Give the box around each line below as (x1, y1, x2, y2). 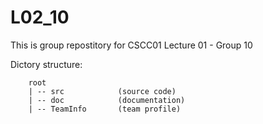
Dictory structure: (10, 58, 83, 70)
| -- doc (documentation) (28, 95, 186, 105)
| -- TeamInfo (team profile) (28, 104, 182, 114)
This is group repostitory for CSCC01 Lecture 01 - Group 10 (10, 39, 253, 51)
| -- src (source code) (28, 86, 177, 96)
